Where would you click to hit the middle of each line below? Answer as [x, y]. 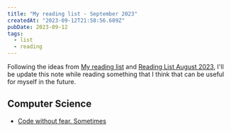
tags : [15, 34]
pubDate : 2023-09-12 [38, 27]
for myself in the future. [42, 82]
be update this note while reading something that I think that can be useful [116, 74]
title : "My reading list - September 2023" [73, 14]
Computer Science [50, 104]
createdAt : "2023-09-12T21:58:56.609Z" [66, 20]
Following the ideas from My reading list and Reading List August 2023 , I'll [116, 67]
